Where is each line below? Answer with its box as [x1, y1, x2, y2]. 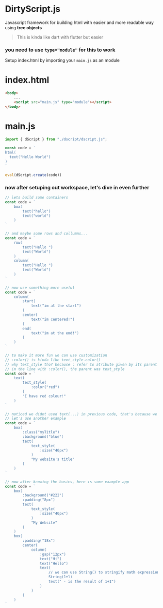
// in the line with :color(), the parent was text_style [5, 367, 125, 372]
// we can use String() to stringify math [48, 570, 136, 575]
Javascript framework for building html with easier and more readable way [5, 20, 154, 25]
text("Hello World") [9, 155, 51, 159]
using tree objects [5, 24, 42, 30]
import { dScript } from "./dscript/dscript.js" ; [5, 137, 108, 142]
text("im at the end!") [31, 331, 79, 335]
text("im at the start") [31, 303, 81, 308]
